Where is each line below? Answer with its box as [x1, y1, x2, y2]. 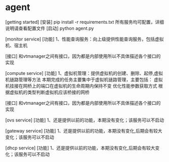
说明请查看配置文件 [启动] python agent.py [5, 25, 94, 31]
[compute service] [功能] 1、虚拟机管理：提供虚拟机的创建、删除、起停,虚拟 [5, 70, 163, 76]
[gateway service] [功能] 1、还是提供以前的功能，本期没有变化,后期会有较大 [5, 128, 162, 134]
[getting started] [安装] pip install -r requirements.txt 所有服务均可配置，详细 [5, 19, 164, 25]
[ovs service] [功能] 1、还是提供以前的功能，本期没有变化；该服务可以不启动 [5, 117, 164, 123]
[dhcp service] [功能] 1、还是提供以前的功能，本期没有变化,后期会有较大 [5, 145, 155, 151]
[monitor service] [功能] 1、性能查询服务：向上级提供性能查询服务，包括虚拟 [5, 36, 164, 42]
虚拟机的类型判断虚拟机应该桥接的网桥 [9, 89, 90, 95]
